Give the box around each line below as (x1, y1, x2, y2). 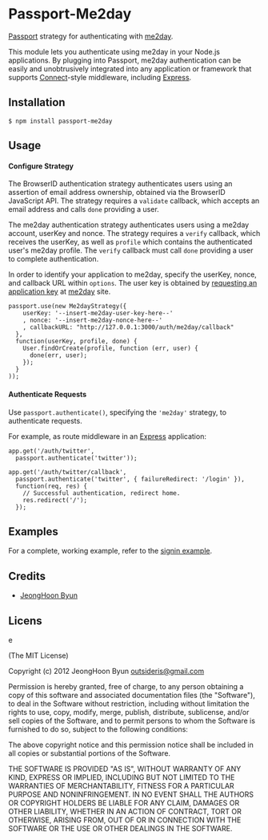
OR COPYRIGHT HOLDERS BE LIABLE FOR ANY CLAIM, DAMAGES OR (8, 797, 240, 807)
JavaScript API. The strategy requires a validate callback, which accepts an (8, 196, 260, 205)
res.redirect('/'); (22, 496, 88, 504)
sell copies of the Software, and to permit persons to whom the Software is (8, 716, 256, 725)
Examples (8, 525, 58, 538)
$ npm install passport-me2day (8, 117, 113, 125)
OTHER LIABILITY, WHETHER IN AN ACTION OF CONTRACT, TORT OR (8, 806, 242, 816)
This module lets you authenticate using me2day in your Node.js (8, 47, 220, 56)
